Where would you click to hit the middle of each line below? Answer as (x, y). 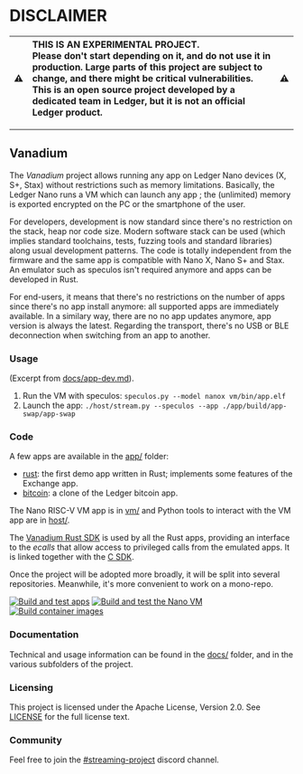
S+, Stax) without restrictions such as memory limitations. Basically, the (142, 184)
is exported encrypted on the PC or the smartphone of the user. (128, 203)
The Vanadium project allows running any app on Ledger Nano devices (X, (148, 175)
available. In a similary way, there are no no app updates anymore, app (141, 316)
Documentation (44, 635)
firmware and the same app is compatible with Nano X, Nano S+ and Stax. (147, 260)
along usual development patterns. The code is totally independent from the (151, 250)
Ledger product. (68, 112)
